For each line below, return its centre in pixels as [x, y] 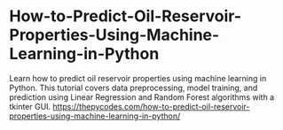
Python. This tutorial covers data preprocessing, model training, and [134, 88]
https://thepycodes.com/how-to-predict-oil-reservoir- [151, 106]
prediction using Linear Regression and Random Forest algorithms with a [142, 97]
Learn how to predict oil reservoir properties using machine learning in [138, 78]
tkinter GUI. [30, 106]
